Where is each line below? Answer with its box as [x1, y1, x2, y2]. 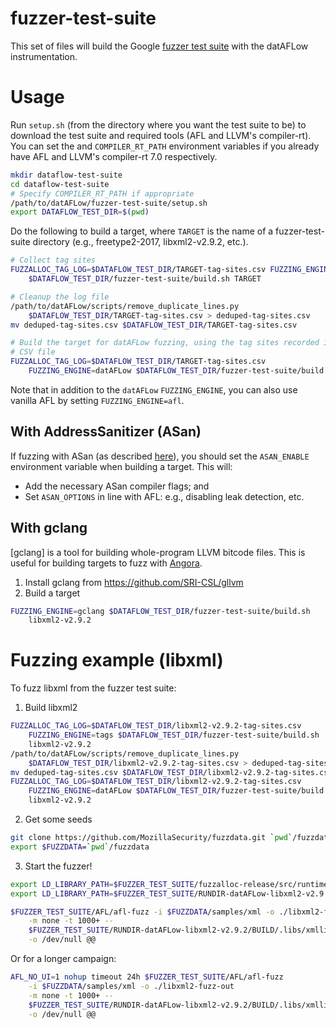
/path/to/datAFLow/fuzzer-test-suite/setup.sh [10, 198, 208, 208]
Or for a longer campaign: [10, 953, 117, 965]
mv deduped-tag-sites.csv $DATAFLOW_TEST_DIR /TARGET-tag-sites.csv [10, 320, 298, 330]
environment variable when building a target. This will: [10, 460, 233, 472]
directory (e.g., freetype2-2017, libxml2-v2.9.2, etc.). [32, 236, 249, 248]
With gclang [10, 520, 88, 537]
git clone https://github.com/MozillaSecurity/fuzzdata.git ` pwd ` [10, 833, 293, 843]
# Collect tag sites [10, 255, 97, 266]
